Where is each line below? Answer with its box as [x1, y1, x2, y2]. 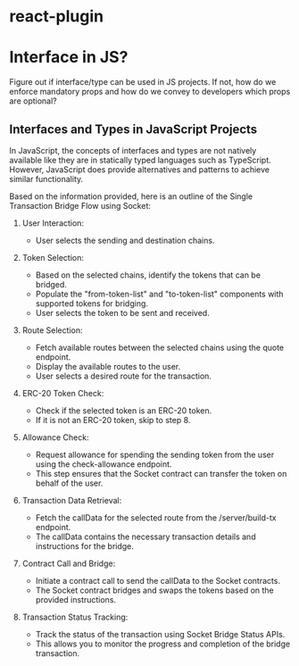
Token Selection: [21, 252, 85, 262]
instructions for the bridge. [35, 540, 134, 551]
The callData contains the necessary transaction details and [35, 531, 256, 542]
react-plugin [9, 6, 104, 27]
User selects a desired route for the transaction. [35, 370, 212, 381]
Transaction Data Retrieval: [21, 495, 122, 505]
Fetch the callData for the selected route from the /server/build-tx [35, 512, 277, 523]
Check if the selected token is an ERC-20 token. [35, 404, 212, 416]
